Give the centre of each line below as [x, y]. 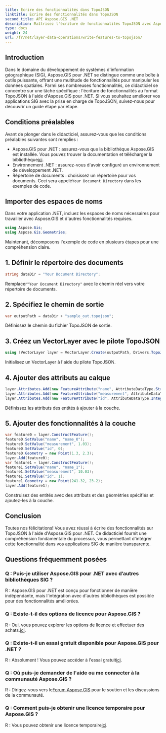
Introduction [25, 58]
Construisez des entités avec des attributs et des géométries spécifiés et [80, 495]
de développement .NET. [38, 170]
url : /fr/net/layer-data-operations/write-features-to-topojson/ [74, 38]
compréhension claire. [28, 247]
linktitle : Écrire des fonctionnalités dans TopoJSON [62, 14]
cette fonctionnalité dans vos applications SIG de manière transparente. [78, 544]
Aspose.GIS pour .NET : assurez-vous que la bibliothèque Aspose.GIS [83, 149]
